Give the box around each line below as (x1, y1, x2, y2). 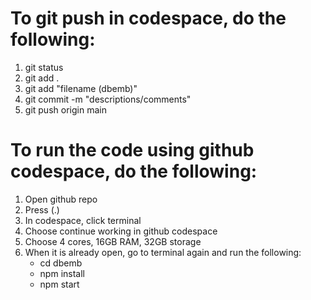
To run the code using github (10, 139, 255, 162)
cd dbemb (39, 257, 83, 269)
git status (24, 61, 64, 73)
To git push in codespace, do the (10, 7, 287, 30)
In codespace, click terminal (24, 214, 142, 226)
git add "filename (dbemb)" (24, 82, 138, 94)
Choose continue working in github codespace (24, 225, 218, 237)
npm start (39, 278, 80, 290)
